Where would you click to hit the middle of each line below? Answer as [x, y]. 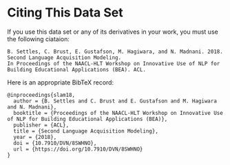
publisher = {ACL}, [41, 125]
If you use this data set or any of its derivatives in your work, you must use [113, 32]
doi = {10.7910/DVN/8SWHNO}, [55, 143]
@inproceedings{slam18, [41, 95]
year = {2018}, [35, 137]
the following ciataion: [39, 38]
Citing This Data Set [65, 13]
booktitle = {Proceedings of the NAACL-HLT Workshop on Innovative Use [118, 113]
